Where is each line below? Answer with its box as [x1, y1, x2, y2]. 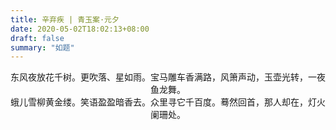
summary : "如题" [10, 42, 75, 53]
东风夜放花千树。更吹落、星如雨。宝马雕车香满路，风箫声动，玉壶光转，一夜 [10, 71, 326, 83]
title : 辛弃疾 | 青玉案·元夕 [10, 14, 120, 25]
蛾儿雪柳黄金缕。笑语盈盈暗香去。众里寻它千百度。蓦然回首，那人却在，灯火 [10, 96, 326, 108]
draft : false [10, 33, 65, 43]
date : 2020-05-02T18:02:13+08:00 [10, 24, 150, 34]
